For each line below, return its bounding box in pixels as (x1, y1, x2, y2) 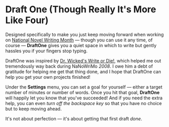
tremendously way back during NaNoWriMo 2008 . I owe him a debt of (5, 63, 153, 69)
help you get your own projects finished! (5, 74, 91, 80)
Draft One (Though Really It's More (5, 4, 156, 15)
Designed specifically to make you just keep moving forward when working (5, 31, 164, 37)
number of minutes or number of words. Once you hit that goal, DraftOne (5, 89, 160, 95)
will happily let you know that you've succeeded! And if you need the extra (5, 95, 163, 101)
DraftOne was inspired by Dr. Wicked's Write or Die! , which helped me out (5, 57, 161, 63)
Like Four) (5, 14, 49, 26)
